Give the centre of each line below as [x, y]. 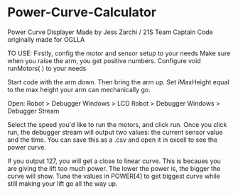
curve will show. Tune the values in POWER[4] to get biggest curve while [114, 176]
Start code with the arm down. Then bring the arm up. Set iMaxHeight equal [118, 82]
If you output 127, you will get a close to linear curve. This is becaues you [114, 161]
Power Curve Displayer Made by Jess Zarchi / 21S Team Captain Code [110, 32]
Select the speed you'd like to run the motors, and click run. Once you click [117, 124]
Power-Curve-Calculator [82, 12]
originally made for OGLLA [46, 39]
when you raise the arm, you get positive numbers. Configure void [104, 60]
